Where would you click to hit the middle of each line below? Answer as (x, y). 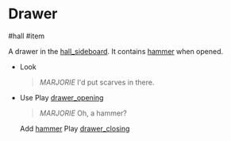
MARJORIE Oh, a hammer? (83, 113)
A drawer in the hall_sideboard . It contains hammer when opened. (116, 51)
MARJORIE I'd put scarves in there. (97, 82)
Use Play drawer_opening (62, 97)
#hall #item (27, 36)
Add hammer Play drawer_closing (75, 128)
